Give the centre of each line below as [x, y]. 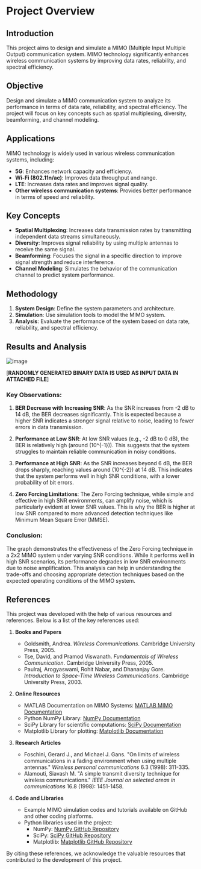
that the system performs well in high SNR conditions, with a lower [97, 476]
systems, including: [30, 159]
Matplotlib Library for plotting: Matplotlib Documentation [94, 731]
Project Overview [51, 11]
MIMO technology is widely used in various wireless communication [91, 153]
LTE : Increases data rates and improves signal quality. [82, 184]
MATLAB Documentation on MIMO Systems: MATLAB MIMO [98, 706]
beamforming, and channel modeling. [53, 119]
